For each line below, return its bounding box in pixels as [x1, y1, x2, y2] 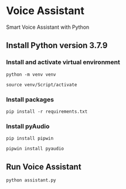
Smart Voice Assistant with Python [6, 23, 90, 31]
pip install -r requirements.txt [6, 109, 88, 114]
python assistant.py [6, 177, 57, 183]
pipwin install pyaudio [6, 146, 64, 152]
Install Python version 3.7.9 [6, 41, 108, 50]
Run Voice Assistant [6, 161, 81, 171]
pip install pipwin [6, 136, 54, 141]
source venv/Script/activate [6, 82, 77, 87]
